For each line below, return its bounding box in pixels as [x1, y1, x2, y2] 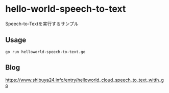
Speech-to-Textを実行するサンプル [5, 20, 79, 27]
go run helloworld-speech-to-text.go [5, 49, 86, 54]
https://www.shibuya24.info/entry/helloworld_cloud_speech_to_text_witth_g [5, 77, 164, 83]
